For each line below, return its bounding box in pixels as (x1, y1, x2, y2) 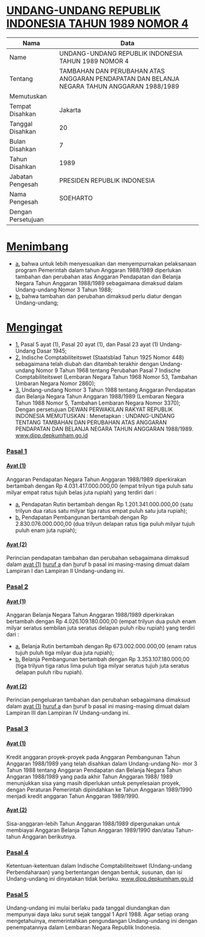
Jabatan (9, 172, 33, 181)
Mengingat (6, 321, 63, 334)
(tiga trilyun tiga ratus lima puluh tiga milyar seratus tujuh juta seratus (15, 662, 189, 670)
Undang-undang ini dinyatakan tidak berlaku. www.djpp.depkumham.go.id (6, 875, 194, 883)
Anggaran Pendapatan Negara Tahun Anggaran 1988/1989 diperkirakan (6, 476, 187, 483)
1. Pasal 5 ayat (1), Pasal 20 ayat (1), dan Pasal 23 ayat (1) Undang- (15, 340, 182, 348)
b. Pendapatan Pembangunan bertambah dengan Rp (15, 513, 148, 521)
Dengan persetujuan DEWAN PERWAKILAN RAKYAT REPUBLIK (15, 405, 173, 413)
